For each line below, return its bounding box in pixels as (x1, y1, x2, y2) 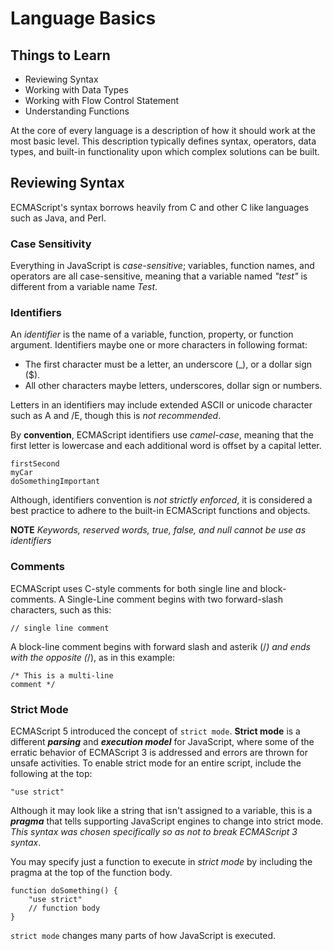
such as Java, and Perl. (10, 212, 107, 224)
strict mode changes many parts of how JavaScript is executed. (10, 930, 277, 941)
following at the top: (10, 768, 93, 779)
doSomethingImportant (10, 477, 101, 487)
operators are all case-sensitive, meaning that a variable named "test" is (10, 270, 308, 282)
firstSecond (10, 459, 60, 469)
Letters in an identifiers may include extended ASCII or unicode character (10, 399, 313, 411)
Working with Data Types (24, 84, 129, 96)
